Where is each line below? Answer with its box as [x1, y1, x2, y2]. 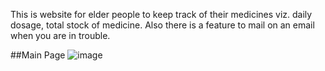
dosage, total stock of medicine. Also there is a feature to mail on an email [10, 19, 315, 31]
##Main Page [10, 49, 66, 61]
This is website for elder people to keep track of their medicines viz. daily [10, 9, 313, 20]
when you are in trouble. [10, 30, 111, 41]
